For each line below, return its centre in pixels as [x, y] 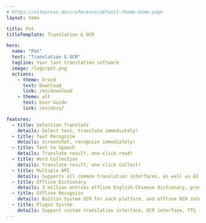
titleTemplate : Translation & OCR [51, 34]
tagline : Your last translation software [66, 62]
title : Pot [20, 29]
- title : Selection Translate [50, 125]
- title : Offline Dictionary [49, 182]
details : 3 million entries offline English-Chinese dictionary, [103, 187]
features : [19, 119]
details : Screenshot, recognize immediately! [77, 142]
